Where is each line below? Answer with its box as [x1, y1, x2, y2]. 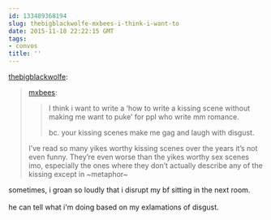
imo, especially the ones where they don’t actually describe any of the [28, 161, 264, 170]
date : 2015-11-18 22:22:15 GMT [8, 27, 114, 35]
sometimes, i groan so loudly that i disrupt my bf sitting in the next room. [8, 185, 251, 195]
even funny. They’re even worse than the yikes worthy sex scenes [28, 152, 250, 162]
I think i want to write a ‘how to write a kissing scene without [48, 103, 250, 113]
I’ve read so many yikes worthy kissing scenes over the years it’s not [28, 144, 258, 153]
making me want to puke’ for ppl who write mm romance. [48, 112, 239, 122]
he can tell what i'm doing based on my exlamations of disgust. [8, 202, 219, 212]
